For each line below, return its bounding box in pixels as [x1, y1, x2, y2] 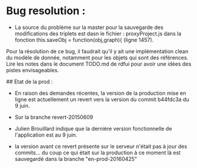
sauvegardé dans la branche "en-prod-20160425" [14, 155, 137, 162]
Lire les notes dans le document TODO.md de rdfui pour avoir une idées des [6, 60, 192, 67]
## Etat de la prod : [6, 78, 53, 85]
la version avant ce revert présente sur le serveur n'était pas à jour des [14, 143, 188, 150]
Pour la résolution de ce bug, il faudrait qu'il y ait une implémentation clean [6, 47, 189, 54]
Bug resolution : [6, 4, 86, 18]
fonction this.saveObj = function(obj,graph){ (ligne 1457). [14, 36, 154, 43]
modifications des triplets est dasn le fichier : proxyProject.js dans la [14, 30, 182, 37]
